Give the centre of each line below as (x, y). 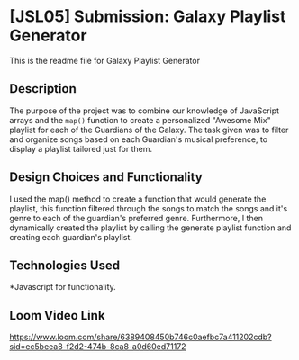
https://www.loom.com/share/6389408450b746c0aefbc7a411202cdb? (140, 337)
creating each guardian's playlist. (71, 237)
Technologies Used (64, 265)
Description (43, 89)
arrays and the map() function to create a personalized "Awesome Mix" (140, 120)
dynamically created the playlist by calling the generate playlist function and (150, 228)
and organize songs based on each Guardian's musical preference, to (139, 139)
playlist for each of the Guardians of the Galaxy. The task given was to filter (149, 130)
